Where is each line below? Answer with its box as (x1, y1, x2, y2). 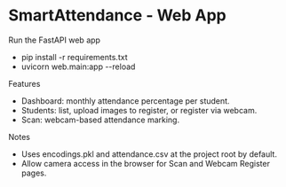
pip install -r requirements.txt (20, 51, 128, 62)
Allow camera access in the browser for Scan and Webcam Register (20, 158, 270, 168)
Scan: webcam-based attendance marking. (20, 114, 179, 125)
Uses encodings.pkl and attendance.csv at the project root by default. (20, 148, 277, 160)
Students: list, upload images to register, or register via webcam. (20, 105, 258, 115)
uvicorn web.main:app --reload (20, 61, 136, 72)
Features (8, 78, 41, 89)
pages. (20, 168, 47, 178)
